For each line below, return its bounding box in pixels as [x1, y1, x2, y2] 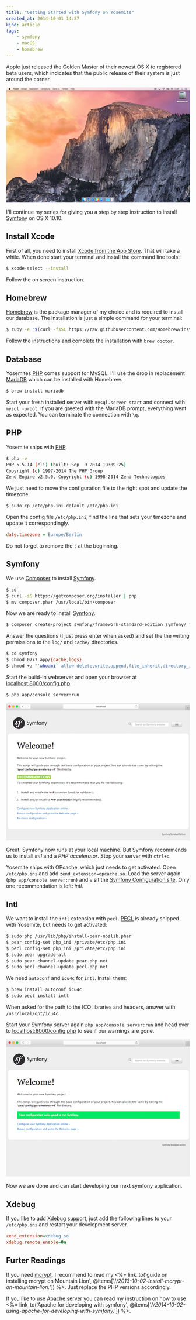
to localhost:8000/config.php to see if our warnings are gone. [6, 1027, 155, 1034]
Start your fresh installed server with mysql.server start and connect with [6, 398, 185, 405]
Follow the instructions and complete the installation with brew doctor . [6, 337, 174, 345]
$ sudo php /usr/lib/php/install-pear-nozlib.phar [6, 933, 132, 939]
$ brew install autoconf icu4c [6, 986, 82, 993]
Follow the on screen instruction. [6, 276, 85, 283]
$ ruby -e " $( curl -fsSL [6, 326, 66, 333]
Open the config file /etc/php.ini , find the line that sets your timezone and [6, 514, 187, 521]
